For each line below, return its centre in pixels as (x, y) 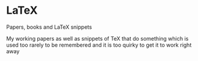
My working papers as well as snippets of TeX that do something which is (97, 38)
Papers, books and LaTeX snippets (49, 27)
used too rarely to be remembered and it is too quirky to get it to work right (99, 45)
